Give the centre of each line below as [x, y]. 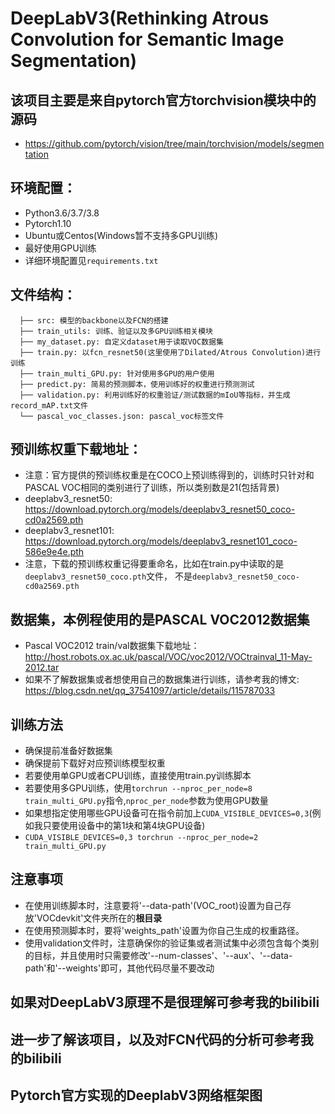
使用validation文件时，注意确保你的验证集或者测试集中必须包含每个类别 [172, 943]
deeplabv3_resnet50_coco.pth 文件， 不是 [108, 576]
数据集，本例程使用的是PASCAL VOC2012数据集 [160, 619]
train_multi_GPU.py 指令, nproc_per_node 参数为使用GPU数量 [146, 801]
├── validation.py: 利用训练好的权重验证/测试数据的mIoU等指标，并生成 [155, 395]
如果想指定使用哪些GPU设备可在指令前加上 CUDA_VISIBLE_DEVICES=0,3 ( [168, 813]
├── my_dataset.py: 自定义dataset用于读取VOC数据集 [121, 342]
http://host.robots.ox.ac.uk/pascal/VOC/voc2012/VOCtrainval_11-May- [168, 657]
